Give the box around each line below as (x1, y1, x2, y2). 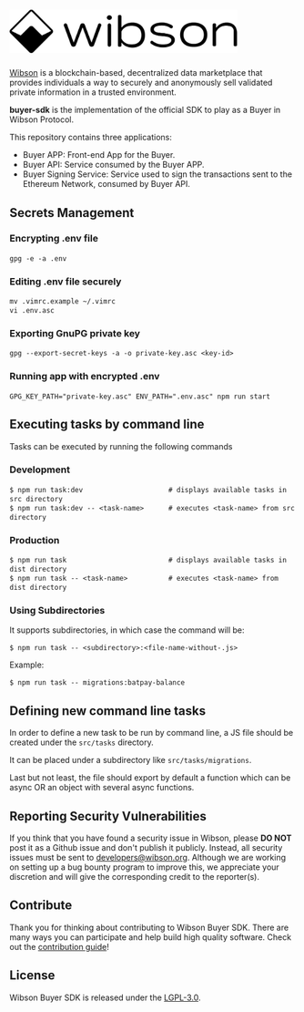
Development (9, 463, 71, 476)
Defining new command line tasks (9, 703, 207, 718)
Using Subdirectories (9, 604, 106, 617)
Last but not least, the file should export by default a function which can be (9, 772, 291, 783)
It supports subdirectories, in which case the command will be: (9, 625, 245, 635)
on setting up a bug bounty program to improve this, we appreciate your (9, 862, 279, 873)
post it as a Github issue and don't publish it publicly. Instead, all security (9, 842, 283, 853)
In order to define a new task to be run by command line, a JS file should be (9, 728, 294, 738)
